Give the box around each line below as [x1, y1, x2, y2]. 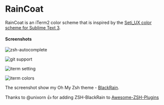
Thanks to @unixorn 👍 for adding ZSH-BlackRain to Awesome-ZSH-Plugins [5, 94, 159, 101]
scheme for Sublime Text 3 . [5, 24, 61, 30]
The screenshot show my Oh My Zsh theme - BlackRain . [5, 84, 120, 91]
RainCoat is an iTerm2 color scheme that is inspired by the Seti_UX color [5, 20, 152, 25]
